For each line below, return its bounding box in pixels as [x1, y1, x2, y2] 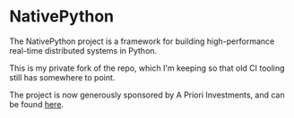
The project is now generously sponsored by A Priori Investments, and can [9, 89, 285, 100]
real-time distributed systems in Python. [9, 45, 158, 55]
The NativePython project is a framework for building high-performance [9, 36, 275, 46]
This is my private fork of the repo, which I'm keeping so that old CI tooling [9, 63, 285, 73]
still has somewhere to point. [9, 72, 116, 82]
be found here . [9, 98, 65, 109]
